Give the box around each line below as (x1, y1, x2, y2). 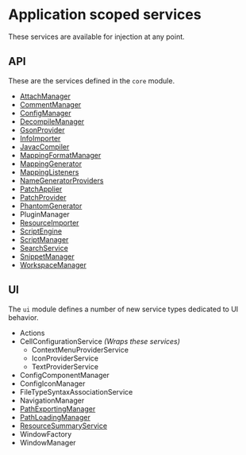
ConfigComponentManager (19, 370, 110, 380)
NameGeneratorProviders (19, 175, 104, 185)
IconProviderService (31, 353, 99, 363)
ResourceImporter (19, 218, 79, 227)
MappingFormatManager (19, 150, 102, 160)
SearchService (19, 243, 69, 253)
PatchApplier (19, 184, 63, 194)
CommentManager (19, 99, 82, 109)
